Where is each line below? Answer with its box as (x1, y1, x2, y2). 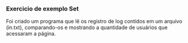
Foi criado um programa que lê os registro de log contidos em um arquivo (6, 18, 182, 25)
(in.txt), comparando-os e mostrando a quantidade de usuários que (6, 24, 168, 31)
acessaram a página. (6, 30, 56, 37)
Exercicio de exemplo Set (6, 5, 79, 13)
